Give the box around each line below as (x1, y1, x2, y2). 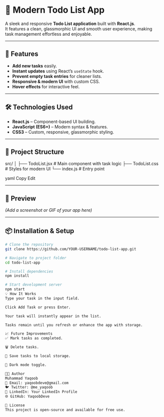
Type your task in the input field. (5, 296, 80, 301)
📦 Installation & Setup (5, 226, 75, 235)
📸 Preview (5, 194, 36, 202)
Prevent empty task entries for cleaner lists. (12, 73, 102, 79)
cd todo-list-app (5, 260, 41, 265)
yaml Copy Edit (5, 175, 36, 181)
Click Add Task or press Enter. (5, 305, 71, 310)
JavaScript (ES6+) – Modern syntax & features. (12, 123, 108, 129)
